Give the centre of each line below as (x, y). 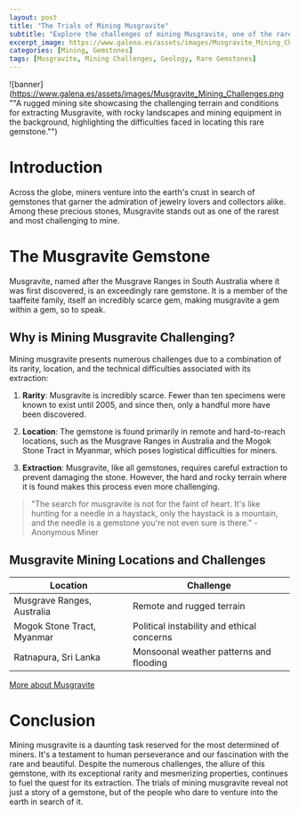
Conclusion (53, 720)
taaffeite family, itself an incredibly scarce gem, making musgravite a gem (145, 300)
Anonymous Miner (65, 532)
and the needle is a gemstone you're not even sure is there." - (144, 523)
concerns (152, 637)
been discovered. (54, 414)
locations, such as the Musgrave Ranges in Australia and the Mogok (146, 441)
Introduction (56, 168)
